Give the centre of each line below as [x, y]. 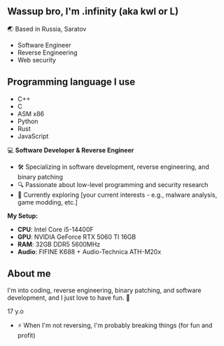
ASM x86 [31, 113]
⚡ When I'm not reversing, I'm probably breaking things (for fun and [115, 326]
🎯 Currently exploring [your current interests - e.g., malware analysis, [117, 195]
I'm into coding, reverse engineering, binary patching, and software [104, 291]
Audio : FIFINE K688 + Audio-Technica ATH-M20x [89, 251]
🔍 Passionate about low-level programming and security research [113, 184]
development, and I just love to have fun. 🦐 [69, 298]
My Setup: [23, 216]
